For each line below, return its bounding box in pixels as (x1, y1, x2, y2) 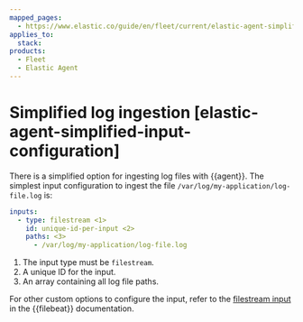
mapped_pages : (9, 13, 63, 23)
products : (9, 47, 47, 56)
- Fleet (17, 55, 47, 64)
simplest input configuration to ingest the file (9, 179, 176, 190)
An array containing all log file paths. (22, 276, 160, 287)
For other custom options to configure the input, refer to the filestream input (9, 294, 291, 305)
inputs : (9, 207, 39, 216)
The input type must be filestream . (22, 257, 155, 268)
